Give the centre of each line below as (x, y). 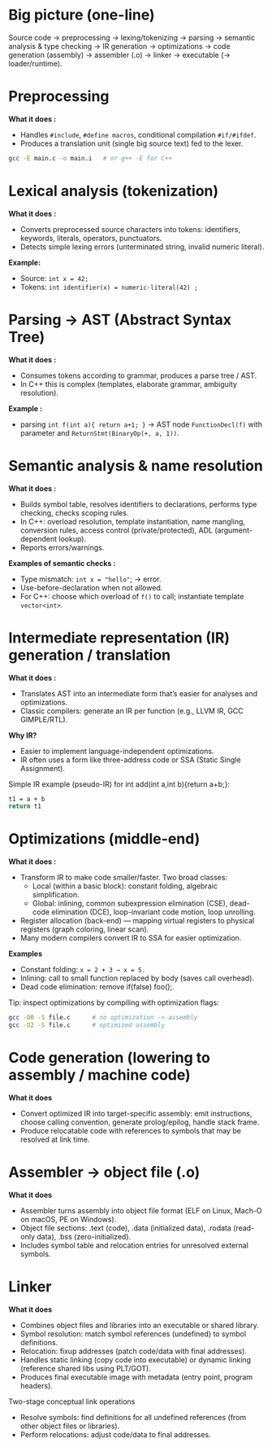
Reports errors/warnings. (62, 547)
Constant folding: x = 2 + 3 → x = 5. (83, 970)
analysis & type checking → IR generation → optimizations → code (119, 46)
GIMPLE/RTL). (44, 719)
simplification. (56, 895)
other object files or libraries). (70, 1426)
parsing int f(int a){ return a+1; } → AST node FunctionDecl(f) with (141, 424)
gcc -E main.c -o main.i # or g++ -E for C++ (91, 158)
